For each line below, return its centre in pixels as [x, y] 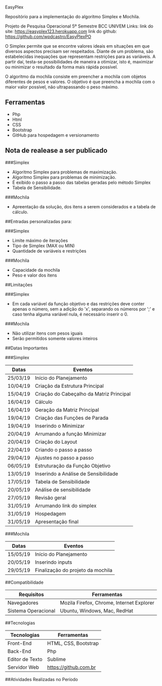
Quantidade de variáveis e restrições [49, 251]
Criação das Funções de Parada [72, 418]
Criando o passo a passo [63, 450]
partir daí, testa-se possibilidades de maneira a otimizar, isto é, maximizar [79, 62]
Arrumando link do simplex [66, 506]
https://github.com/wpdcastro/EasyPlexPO [48, 37]
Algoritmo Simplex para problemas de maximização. [65, 172]
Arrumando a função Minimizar [71, 433]
